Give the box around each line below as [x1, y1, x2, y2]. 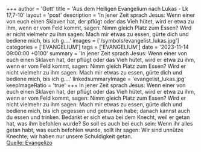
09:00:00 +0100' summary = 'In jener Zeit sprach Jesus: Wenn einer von [6, 50, 187, 56]
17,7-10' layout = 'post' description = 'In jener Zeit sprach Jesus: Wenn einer [6, 11, 196, 19]
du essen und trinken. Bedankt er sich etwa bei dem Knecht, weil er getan [6, 114, 190, 121]
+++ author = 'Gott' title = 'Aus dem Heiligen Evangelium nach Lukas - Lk [6, 5, 188, 12]
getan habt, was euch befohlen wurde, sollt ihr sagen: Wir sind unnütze [6, 126, 184, 133]
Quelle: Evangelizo [6, 139, 53, 146]
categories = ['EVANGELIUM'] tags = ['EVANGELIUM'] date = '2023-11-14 [6, 43, 189, 50]
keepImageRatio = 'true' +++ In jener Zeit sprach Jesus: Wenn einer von [6, 82, 186, 89]
